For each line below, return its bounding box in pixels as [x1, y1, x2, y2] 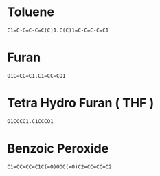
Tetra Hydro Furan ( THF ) [7, 96, 155, 111]
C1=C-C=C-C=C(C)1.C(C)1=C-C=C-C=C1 [7, 27, 109, 34]
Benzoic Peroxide [7, 141, 109, 156]
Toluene [7, 4, 55, 20]
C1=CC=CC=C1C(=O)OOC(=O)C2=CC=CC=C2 [7, 163, 112, 170]
